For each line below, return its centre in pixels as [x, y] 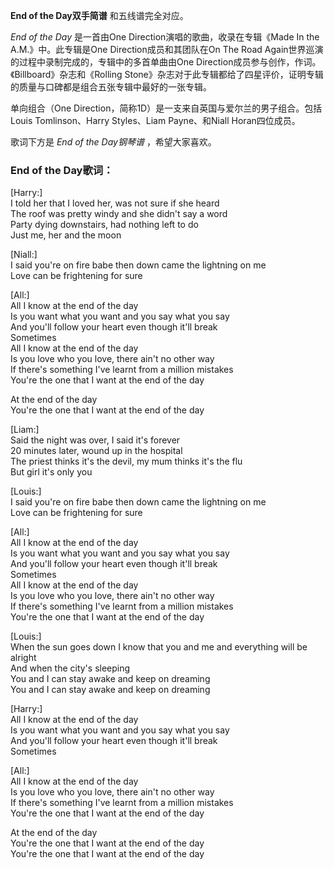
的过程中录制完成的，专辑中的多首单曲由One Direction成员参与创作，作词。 [166, 62]
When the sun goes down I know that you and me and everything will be [159, 647]
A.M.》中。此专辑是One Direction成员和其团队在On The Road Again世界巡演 [167, 49]
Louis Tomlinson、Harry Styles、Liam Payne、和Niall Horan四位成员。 [155, 120]
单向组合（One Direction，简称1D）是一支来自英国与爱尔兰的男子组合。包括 [166, 108]
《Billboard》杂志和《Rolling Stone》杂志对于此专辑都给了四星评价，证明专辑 [167, 74]
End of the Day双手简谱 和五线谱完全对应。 [99, 15]
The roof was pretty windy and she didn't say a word [119, 214]
